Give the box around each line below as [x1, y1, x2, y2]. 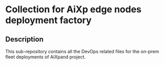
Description [5, 35, 44, 44]
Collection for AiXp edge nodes [5, 4, 142, 15]
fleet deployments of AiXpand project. [5, 54, 86, 60]
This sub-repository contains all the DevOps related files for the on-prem [5, 49, 159, 54]
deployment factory [5, 14, 92, 26]
